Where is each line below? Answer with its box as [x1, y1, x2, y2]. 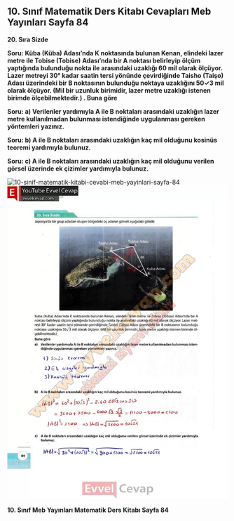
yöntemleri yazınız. [7, 122, 65, 131]
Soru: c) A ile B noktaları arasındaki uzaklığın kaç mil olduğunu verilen [7, 157, 215, 165]
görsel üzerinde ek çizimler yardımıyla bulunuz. [7, 164, 149, 173]
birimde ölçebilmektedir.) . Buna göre [7, 93, 118, 102]
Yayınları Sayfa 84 [7, 17, 89, 29]
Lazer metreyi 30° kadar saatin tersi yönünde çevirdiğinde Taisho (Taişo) [7, 71, 224, 79]
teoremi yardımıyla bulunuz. [7, 143, 91, 152]
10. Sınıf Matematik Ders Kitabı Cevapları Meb [7, 6, 212, 18]
